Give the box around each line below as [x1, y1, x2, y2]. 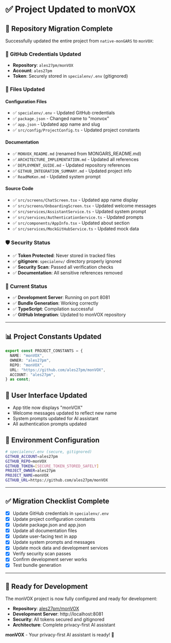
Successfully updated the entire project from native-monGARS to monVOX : [5, 38, 154, 44]
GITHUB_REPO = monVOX [5, 458, 47, 464]
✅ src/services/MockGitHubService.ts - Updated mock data [12, 225, 139, 232]
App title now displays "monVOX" [12, 405, 83, 411]
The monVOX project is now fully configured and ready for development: [5, 595, 158, 602]
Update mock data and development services [12, 545, 108, 551]
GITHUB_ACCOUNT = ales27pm [5, 454, 58, 459]
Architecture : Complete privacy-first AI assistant [12, 622, 116, 628]
